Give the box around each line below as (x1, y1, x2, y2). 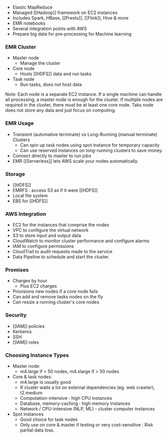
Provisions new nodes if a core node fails (12, 288, 98, 294)
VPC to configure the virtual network (12, 227, 89, 233)
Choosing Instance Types (5, 352, 69, 359)
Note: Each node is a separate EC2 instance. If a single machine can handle (5, 91, 162, 97)
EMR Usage (5, 120, 34, 127)
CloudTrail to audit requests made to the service (12, 249, 113, 255)
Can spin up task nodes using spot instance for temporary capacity (20, 142, 160, 148)
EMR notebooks (12, 20, 46, 26)
